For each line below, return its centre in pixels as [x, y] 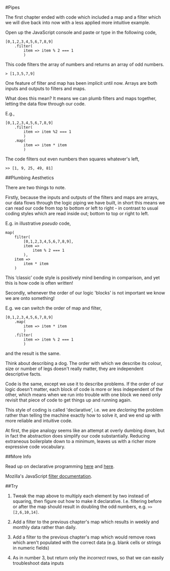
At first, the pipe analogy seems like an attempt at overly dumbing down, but [85, 430]
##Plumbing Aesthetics [30, 178]
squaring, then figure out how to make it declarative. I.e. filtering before [87, 501]
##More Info [18, 457]
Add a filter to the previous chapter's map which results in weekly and [86, 522]
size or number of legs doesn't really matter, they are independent [74, 368]
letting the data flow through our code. [46, 104]
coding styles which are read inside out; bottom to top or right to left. [77, 213]
